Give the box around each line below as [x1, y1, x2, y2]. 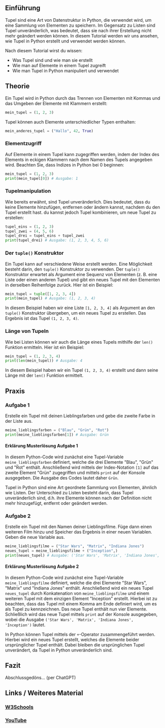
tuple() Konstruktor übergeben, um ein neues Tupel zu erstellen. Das [5, 310, 146, 316]
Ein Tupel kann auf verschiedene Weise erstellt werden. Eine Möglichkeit [5, 261, 153, 267]
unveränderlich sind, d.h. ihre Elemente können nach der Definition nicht [5, 495, 152, 501]
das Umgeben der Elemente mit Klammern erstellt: [5, 100, 107, 106]
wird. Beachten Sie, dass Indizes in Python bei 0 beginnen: [5, 162, 125, 167]
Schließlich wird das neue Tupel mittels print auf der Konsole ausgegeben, [5, 611, 158, 617]
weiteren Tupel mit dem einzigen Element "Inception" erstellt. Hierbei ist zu [5, 596, 158, 602]
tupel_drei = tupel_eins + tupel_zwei [5, 233, 85, 239]
